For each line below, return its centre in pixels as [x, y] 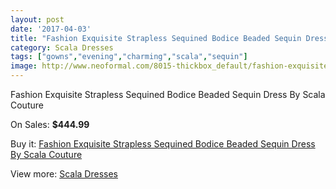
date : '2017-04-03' [51, 29]
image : [24, 66]
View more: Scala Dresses [64, 174]
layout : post [37, 19]
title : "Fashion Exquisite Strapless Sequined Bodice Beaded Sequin [156, 38]
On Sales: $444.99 [50, 124]
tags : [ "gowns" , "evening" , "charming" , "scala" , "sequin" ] [129, 57]
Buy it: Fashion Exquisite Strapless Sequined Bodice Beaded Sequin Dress [163, 144]
